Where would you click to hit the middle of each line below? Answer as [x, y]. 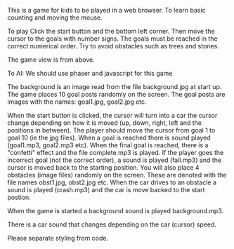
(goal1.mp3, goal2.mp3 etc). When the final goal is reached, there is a [108, 145]
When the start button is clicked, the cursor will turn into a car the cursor [112, 115]
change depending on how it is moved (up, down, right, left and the [105, 123]
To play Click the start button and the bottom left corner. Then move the [111, 31]
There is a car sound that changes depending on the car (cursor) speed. [112, 224]
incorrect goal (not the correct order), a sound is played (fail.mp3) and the [115, 160]
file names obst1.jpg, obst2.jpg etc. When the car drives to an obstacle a [112, 182]
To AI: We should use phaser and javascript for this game [90, 73]
